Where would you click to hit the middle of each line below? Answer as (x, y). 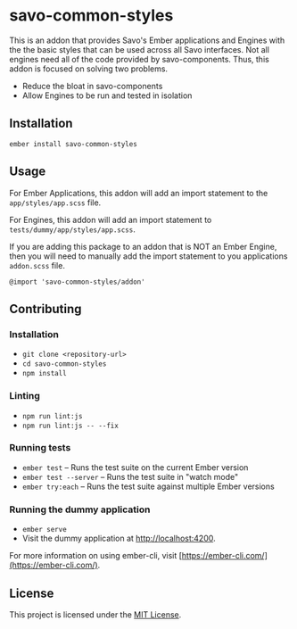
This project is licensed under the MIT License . (95, 614)
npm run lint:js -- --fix (70, 426)
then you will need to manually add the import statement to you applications (148, 256)
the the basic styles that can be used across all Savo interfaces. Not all (140, 49)
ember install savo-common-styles (74, 144)
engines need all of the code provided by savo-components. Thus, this (139, 59)
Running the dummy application (80, 509)
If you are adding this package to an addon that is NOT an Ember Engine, (143, 246)
